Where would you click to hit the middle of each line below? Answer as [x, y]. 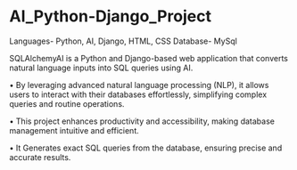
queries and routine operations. [67, 103]
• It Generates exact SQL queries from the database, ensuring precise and [146, 148]
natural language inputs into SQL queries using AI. [101, 68]
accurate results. [40, 157]
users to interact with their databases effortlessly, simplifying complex [138, 94]
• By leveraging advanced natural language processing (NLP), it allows [139, 85]
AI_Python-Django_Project [111, 16]
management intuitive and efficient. [74, 130]
